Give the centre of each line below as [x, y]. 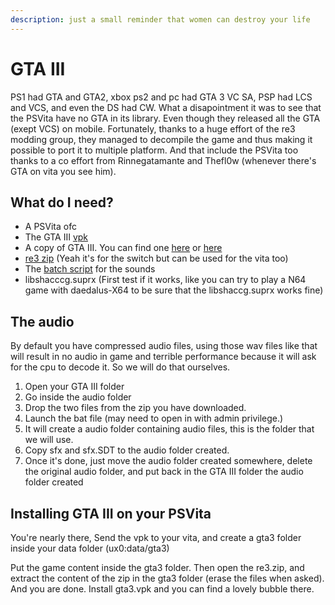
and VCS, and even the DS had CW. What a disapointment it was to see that [166, 107]
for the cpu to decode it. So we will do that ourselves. [120, 367]
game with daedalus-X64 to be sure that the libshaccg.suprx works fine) [174, 290]
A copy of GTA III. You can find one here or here [123, 248]
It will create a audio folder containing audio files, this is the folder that [169, 429]
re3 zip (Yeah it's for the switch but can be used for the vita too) [156, 258]
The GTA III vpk [56, 237]
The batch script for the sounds [90, 269]
